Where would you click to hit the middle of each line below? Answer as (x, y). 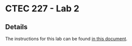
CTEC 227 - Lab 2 (42, 9)
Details (16, 27)
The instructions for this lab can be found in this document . (67, 39)
